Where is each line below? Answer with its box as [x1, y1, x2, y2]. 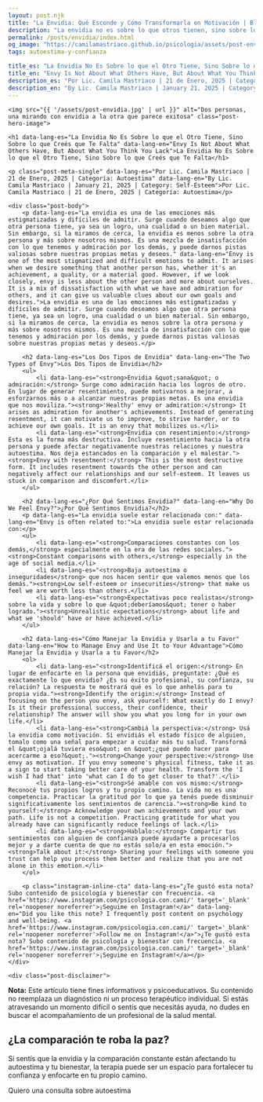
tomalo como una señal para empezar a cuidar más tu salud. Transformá [8, 738, 247, 746]
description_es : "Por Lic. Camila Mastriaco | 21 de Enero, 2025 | [8, 76, 233, 85]
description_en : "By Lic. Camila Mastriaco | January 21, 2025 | [8, 84, 225, 92]
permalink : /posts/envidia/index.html [8, 33, 135, 42]
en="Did [8, 910, 34, 917]
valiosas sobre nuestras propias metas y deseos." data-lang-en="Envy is [8, 250, 254, 258]
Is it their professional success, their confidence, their [8, 704, 209, 712]
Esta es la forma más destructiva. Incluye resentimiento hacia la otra [8, 435, 250, 444]
